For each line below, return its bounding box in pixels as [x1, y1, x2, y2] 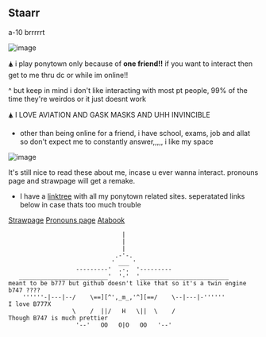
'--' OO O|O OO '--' [75, 321, 172, 329]
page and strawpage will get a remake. [8, 176, 136, 185]
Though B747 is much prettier [8, 314, 109, 322]
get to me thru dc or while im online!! [8, 70, 129, 79]
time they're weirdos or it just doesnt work [8, 94, 147, 103]
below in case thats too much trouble [19, 199, 141, 209]
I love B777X [8, 300, 52, 308]
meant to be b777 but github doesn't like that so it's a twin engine [8, 279, 247, 287]
